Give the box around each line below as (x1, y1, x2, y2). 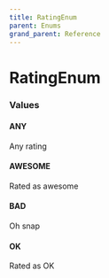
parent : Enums (9, 21, 62, 30)
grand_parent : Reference (9, 29, 101, 38)
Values (9, 99, 40, 112)
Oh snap (9, 220, 41, 231)
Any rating (9, 141, 47, 151)
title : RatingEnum (9, 12, 77, 22)
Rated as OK (9, 260, 55, 271)
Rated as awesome (9, 181, 79, 191)
